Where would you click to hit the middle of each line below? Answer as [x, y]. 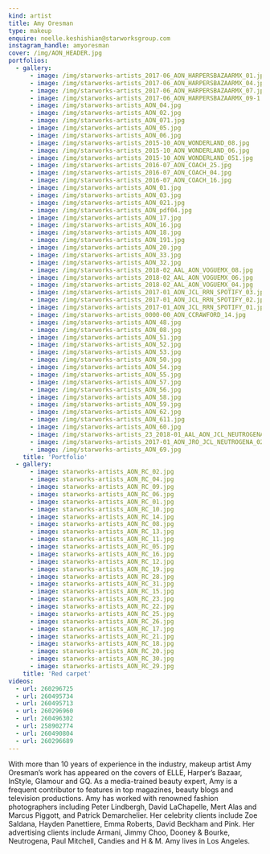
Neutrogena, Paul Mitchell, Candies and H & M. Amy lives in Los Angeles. [129, 840]
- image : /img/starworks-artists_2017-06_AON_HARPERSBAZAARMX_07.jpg [148, 90]
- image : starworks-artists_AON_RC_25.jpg [102, 614]
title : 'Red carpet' [57, 673]
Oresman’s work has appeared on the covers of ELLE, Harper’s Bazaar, [125, 772]
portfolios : [28, 61]
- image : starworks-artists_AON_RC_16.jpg [102, 554]
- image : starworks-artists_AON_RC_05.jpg [102, 547]
